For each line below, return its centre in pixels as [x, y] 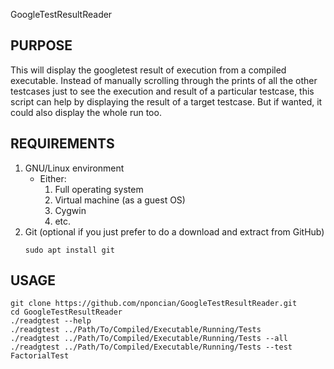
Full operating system [99, 189]
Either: [53, 178]
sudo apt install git [69, 250]
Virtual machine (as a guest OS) [120, 200]
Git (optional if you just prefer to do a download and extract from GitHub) [174, 231]
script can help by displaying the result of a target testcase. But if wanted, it [166, 101]
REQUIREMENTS [62, 144]
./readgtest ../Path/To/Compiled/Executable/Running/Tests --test [151, 347]
